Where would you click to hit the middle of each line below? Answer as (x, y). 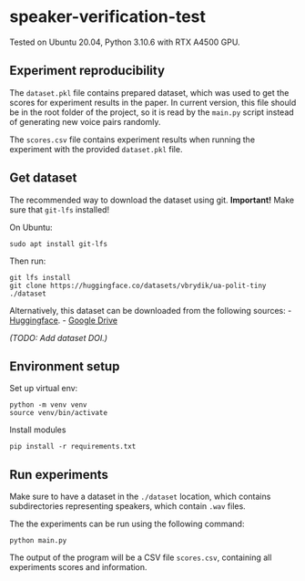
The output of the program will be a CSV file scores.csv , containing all (141, 557)
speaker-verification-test (108, 17)
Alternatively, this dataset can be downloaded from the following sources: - (151, 310)
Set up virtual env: (44, 389)
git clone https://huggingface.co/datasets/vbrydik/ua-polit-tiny (138, 285)
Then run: (28, 261)
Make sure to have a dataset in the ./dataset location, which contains (140, 497)
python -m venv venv (49, 405)
